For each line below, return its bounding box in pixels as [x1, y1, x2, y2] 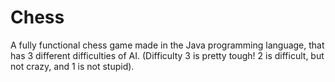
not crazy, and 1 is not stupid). [10, 60, 135, 72]
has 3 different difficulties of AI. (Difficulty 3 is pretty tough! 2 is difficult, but [10, 49, 325, 61]
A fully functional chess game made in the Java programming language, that [10, 39, 325, 51]
